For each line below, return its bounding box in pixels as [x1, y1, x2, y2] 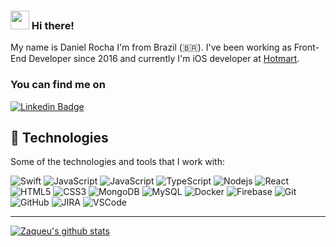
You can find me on [10, 78, 106, 92]
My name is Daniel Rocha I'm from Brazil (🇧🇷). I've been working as [10, 41, 292, 54]
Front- [293, 41, 320, 54]
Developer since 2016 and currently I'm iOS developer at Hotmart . [28, 53, 300, 65]
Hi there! [31, 18, 75, 32]
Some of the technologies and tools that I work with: [10, 156, 225, 168]
